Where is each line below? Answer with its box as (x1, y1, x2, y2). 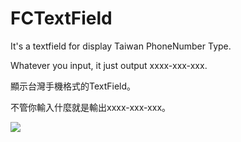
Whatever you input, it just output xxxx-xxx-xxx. (10, 59, 208, 71)
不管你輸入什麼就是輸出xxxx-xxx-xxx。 (10, 101, 172, 113)
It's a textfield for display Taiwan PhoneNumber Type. (10, 40, 232, 52)
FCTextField (10, 7, 113, 30)
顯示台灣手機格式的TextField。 (10, 80, 137, 92)
